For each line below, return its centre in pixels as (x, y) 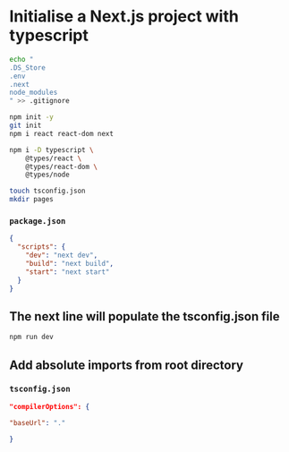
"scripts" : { (42, 247)
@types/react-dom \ (62, 166)
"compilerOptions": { (50, 406)
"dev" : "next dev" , (62, 256)
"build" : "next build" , (70, 263)
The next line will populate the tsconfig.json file (144, 316)
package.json (38, 221)
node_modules (34, 93)
